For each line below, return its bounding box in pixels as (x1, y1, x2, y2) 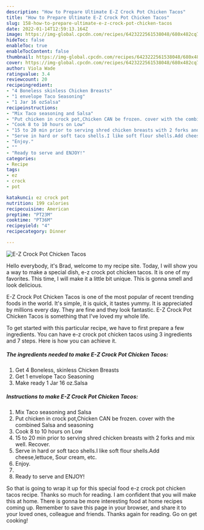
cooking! (6, 517, 29, 524)
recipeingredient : (6, 82, 53, 89)
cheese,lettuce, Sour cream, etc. (15, 453, 97, 461)
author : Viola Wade (6, 65, 56, 72)
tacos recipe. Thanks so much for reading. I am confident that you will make (6, 491, 197, 498)
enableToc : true (6, 43, 47, 49)
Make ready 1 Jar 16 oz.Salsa (15, 379, 88, 386)
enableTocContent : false (6, 49, 69, 55)
